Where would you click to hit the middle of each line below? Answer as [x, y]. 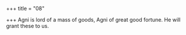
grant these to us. [27, 26]
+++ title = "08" [25, 8]
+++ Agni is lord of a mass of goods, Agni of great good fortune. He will [94, 20]
